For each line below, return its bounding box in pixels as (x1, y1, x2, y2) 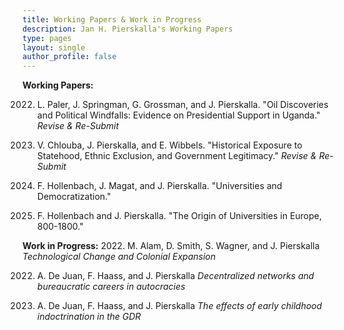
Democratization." (36, 191, 112, 203)
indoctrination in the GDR (36, 311, 142, 323)
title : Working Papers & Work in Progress (22, 14, 202, 25)
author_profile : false (22, 52, 117, 62)
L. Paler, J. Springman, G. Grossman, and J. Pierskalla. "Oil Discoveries (36, 99, 329, 111)
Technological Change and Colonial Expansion (22, 251, 217, 263)
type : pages (22, 33, 72, 43)
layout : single (22, 42, 86, 53)
